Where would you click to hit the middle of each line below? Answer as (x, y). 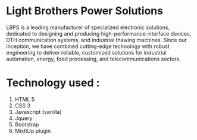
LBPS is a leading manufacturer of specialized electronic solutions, (88, 27)
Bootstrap (27, 124)
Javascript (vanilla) (38, 112)
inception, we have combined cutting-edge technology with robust (88, 46)
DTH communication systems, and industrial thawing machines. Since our (97, 40)
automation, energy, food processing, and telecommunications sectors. (94, 59)
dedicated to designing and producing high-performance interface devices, (99, 33)
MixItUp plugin (33, 131)
